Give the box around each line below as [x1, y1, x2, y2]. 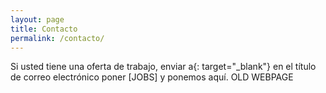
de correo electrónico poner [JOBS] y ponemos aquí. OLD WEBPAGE [10, 71, 294, 83]
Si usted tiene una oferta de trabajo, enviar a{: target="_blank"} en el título [10, 61, 317, 73]
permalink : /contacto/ [10, 33, 105, 43]
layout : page [10, 14, 65, 25]
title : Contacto [10, 24, 78, 34]
